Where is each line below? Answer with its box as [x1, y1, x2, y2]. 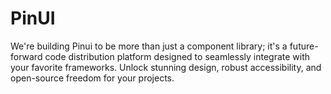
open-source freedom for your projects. [10, 72, 175, 84]
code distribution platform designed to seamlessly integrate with [44, 50, 311, 62]
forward [10, 50, 43, 62]
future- [289, 40, 319, 52]
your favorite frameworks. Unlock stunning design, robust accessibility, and [10, 61, 322, 73]
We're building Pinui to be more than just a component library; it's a [10, 40, 288, 52]
